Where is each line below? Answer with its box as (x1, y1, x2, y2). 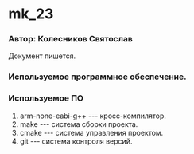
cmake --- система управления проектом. (19, 128, 164, 137)
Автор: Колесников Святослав (8, 34, 133, 45)
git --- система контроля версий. (19, 136, 133, 146)
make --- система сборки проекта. (19, 119, 138, 128)
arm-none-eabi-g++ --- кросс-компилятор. (19, 111, 167, 120)
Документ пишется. (8, 51, 76, 61)
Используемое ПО (8, 93, 83, 104)
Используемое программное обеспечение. (8, 71, 187, 82)
